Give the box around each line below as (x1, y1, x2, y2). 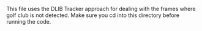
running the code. (6, 18, 51, 25)
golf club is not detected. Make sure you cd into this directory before (6, 12, 179, 19)
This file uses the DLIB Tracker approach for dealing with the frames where (6, 5, 196, 12)
